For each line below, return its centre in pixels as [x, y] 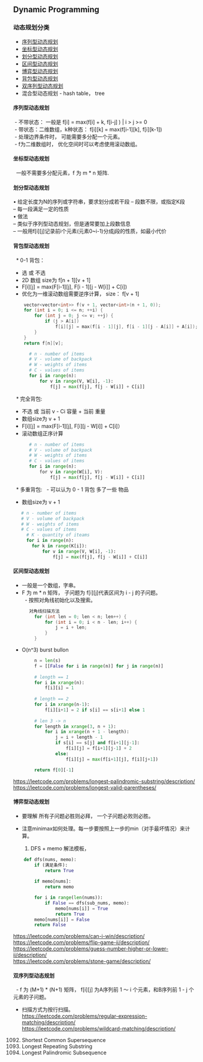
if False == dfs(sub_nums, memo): [87, 903]
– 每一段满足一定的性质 [41, 209]
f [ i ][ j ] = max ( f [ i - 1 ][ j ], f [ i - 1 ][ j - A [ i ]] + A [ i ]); [127, 327]
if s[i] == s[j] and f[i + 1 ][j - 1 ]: [97, 743]
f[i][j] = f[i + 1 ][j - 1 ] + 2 [99, 748]
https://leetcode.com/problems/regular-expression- [84, 1016]
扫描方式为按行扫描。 [47, 1010]
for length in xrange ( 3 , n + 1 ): [75, 726]
